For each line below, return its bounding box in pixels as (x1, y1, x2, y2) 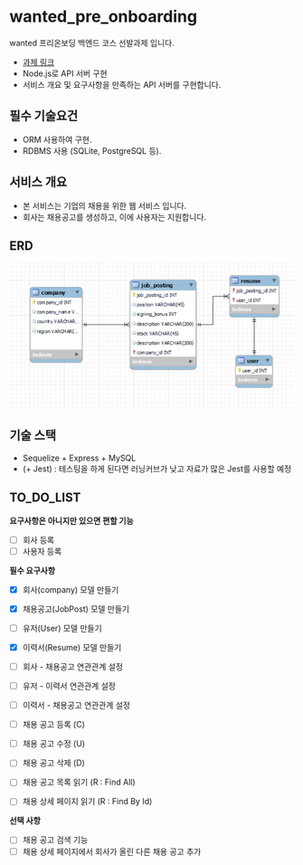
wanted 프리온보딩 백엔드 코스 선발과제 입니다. (9, 37, 175, 48)
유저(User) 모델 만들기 (22, 623, 102, 633)
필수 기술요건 (9, 109, 79, 124)
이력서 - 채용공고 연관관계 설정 (22, 699, 131, 711)
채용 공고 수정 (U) (22, 738, 86, 749)
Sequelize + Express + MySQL (22, 452, 137, 463)
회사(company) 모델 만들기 (22, 584, 119, 594)
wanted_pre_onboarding (9, 6, 197, 27)
